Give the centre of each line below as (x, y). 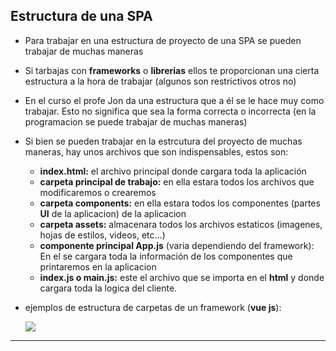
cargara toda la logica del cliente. (108, 288)
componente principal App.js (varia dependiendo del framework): (177, 245)
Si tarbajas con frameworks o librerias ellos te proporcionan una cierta (172, 70)
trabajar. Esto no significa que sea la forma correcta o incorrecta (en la (170, 111)
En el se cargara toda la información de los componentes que (166, 256)
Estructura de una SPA (81, 16)
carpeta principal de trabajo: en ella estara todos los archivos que (177, 181)
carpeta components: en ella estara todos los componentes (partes (180, 203)
